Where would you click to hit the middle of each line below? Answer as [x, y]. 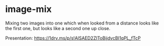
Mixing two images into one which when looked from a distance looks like [82, 23]
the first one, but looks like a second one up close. [58, 28]
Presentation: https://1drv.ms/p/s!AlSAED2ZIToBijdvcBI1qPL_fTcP [73, 38]
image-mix [29, 9]
